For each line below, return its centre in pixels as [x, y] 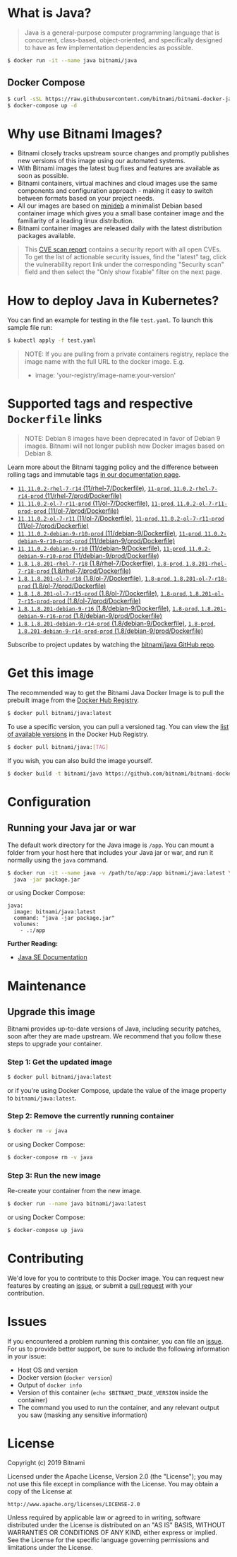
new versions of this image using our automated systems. [101, 161]
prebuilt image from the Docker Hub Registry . [73, 700]
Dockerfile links [55, 419]
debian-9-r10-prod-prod [53, 542]
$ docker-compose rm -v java [50, 1157]
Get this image [50, 673]
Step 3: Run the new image [54, 1176]
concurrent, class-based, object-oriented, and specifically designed [123, 40]
